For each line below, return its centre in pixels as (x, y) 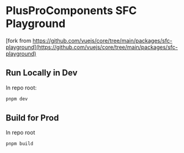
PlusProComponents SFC (71, 11)
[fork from (19, 40)
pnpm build (20, 144)
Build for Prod (32, 118)
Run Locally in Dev (42, 73)
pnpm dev (17, 99)
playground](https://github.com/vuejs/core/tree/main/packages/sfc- (92, 47)
